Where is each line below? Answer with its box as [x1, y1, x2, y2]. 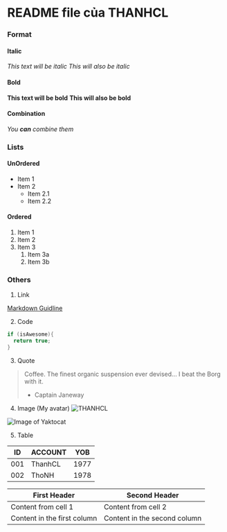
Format [7, 30, 33, 40]
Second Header [126, 490, 179, 500]
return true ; [13, 338, 51, 345]
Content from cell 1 [10, 501, 74, 511]
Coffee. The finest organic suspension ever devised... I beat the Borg [24, 370, 221, 378]
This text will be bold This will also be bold [7, 94, 131, 102]
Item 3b [27, 258, 50, 266]
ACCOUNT [30, 447, 67, 457]
